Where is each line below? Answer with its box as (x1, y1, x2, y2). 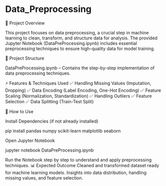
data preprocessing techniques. (5, 70, 71, 76)
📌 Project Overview (5, 20, 45, 26)
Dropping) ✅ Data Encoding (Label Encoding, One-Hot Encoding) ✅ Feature (5, 87, 161, 93)
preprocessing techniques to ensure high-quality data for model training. (5, 45, 155, 51)
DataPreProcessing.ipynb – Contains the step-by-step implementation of (5, 65, 155, 71)
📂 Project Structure (5, 55, 44, 61)
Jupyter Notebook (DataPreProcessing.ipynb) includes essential (5, 40, 137, 46)
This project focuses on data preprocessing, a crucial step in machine (5, 29, 149, 35)
